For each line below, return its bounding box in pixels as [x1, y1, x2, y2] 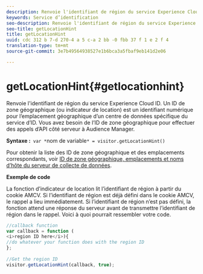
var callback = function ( [6, 228, 74, 234]
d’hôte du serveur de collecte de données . [6, 161, 112, 169]
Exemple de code [6, 173, 51, 180]
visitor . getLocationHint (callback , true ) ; [6, 261, 115, 268]
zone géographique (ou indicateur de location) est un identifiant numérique [6, 106, 193, 113]
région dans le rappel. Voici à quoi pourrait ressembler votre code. [6, 210, 171, 218]
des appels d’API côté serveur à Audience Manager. [6, 125, 135, 132]
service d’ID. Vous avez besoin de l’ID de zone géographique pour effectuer [6, 119, 195, 126]
